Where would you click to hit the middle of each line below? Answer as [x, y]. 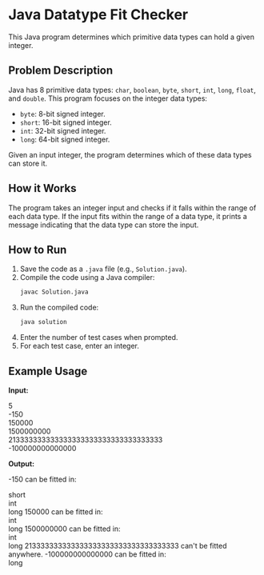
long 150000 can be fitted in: [56, 511]
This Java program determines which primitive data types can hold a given [131, 37]
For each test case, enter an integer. [80, 346]
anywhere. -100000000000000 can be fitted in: [87, 554]
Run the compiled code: [59, 307]
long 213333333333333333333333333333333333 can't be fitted [118, 545]
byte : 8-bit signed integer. [62, 114]
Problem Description [61, 71]
